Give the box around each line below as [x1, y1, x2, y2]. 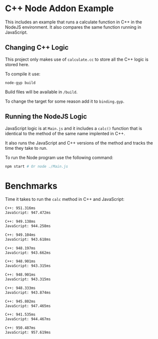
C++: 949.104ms [5, 232, 36, 237]
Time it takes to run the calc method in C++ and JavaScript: [5, 196, 125, 202]
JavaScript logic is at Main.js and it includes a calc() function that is [5, 125, 142, 131]
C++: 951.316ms [5, 206, 36, 211]
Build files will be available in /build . [5, 89, 78, 95]
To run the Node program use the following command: [5, 154, 113, 161]
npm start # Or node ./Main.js [5, 164, 68, 169]
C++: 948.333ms [5, 285, 36, 290]
